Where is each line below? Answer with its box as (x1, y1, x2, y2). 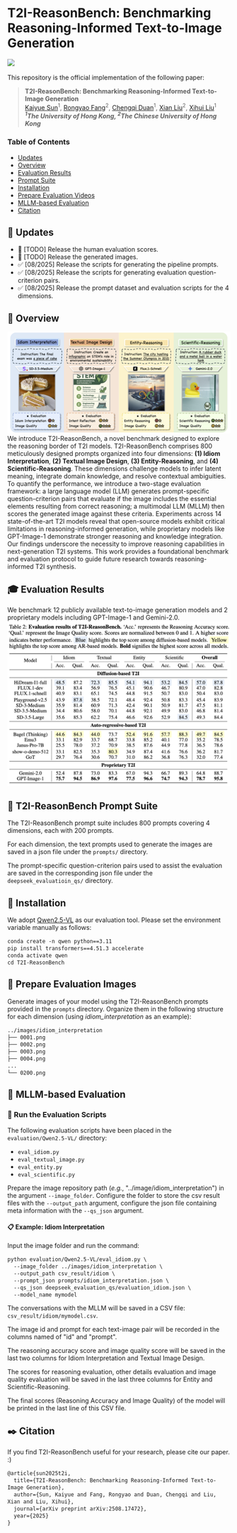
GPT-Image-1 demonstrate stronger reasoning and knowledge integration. (7, 532, 223, 540)
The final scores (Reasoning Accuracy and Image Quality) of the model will (7, 1396, 226, 1405)
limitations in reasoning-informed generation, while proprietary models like (7, 524, 225, 533)
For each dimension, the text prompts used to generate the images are (7, 840, 213, 848)
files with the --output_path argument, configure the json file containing (7, 1198, 217, 1207)
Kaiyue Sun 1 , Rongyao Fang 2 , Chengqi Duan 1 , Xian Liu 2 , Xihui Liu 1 (24, 101, 217, 111)
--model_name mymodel (13, 1291, 78, 1298)
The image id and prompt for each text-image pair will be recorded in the (7, 1325, 220, 1333)
